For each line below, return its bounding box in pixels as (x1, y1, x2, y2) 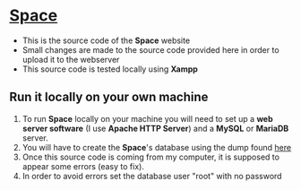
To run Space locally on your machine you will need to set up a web (21, 113, 273, 124)
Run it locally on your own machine (9, 90, 209, 105)
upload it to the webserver (21, 54, 120, 65)
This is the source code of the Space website (21, 35, 191, 46)
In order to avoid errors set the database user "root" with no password (21, 170, 282, 181)
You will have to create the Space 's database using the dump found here (21, 142, 292, 152)
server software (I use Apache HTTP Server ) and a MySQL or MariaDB (21, 123, 289, 134)
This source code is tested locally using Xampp (21, 64, 199, 74)
